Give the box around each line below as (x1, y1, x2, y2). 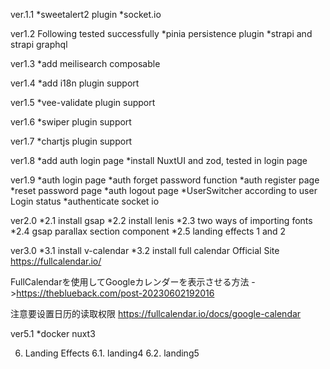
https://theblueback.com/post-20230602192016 (16, 287, 215, 299)
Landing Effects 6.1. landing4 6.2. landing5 (24, 347, 200, 359)
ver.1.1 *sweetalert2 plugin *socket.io (10, 9, 162, 20)
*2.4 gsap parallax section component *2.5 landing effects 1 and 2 (10, 225, 287, 237)
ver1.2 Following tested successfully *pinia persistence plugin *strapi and (10, 28, 313, 39)
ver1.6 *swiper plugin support (10, 116, 132, 128)
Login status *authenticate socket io (10, 195, 160, 207)
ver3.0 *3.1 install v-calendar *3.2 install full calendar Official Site (10, 245, 280, 256)
